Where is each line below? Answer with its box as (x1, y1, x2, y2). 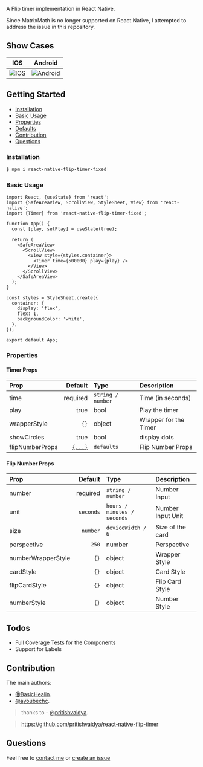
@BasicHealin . (14, 691, 51, 698)
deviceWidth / (106, 525, 147, 531)
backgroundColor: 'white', (17, 316, 85, 322)
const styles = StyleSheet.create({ (6, 295, 98, 301)
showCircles (9, 433, 45, 442)
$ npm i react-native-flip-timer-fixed (6, 166, 107, 172)
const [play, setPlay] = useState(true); (11, 226, 118, 232)
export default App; (6, 337, 59, 343)
